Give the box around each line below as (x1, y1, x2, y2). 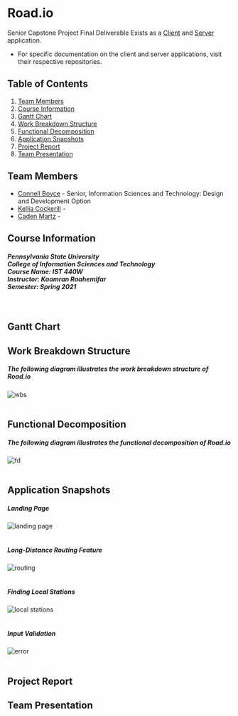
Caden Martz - (17, 212, 61, 220)
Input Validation (7, 629, 56, 637)
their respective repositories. (17, 57, 102, 65)
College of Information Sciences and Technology (7, 259, 156, 268)
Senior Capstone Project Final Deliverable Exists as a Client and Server (7, 28, 215, 37)
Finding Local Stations (7, 587, 75, 596)
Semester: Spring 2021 (7, 282, 77, 291)
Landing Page (7, 504, 50, 513)
